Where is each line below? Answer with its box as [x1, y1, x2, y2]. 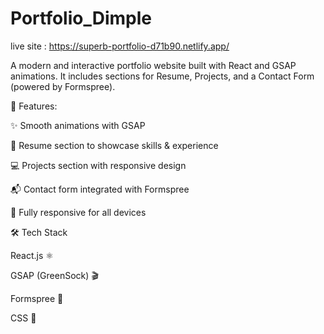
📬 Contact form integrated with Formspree [10, 183, 190, 195]
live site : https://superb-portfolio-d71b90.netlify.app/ [10, 40, 230, 52]
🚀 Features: [10, 100, 58, 112]
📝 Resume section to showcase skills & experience [10, 139, 219, 151]
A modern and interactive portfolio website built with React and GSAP [10, 59, 297, 71]
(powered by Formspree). [10, 80, 116, 92]
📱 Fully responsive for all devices [10, 206, 147, 218]
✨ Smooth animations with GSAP [10, 119, 146, 131]
